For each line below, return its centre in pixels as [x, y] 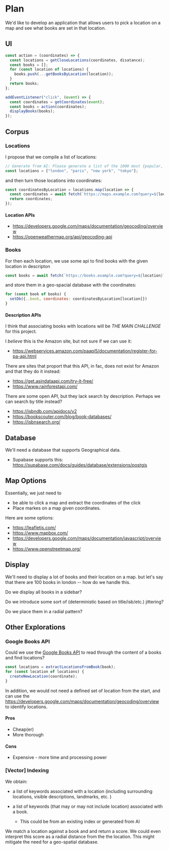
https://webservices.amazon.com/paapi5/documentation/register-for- [85, 351]
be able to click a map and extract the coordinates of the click [76, 502]
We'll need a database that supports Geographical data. [63, 450]
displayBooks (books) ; [32, 111]
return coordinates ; [31, 199]
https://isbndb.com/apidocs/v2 [45, 411]
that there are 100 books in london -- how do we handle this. [68, 582]
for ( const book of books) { [36, 294]
